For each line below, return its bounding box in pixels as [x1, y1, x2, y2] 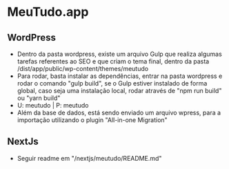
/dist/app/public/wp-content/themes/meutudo [17, 65, 149, 72]
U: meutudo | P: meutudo [17, 101, 89, 109]
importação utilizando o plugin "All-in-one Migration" [17, 116, 168, 124]
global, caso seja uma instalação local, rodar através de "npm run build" [17, 87, 222, 95]
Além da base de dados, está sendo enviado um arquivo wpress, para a [17, 108, 221, 117]
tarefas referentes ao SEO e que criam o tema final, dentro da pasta [17, 57, 210, 66]
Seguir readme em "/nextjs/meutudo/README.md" [17, 154, 162, 162]
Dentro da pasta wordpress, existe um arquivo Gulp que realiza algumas [17, 50, 222, 58]
